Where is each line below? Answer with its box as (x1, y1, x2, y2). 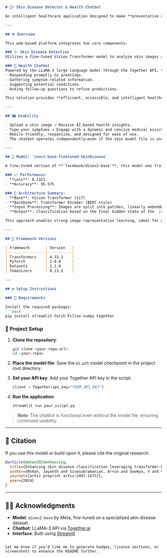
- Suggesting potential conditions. (5, 82, 81, 87)
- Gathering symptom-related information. (5, 77, 94, 82)
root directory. (12, 366, 42, 372)
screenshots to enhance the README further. (5, 549, 99, 554)
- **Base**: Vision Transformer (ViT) (5, 195, 85, 200)
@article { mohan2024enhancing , (5, 459, 68, 465)
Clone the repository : (12, 337, 58, 343)
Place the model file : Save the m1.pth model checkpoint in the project (12, 360, 156, 366)
